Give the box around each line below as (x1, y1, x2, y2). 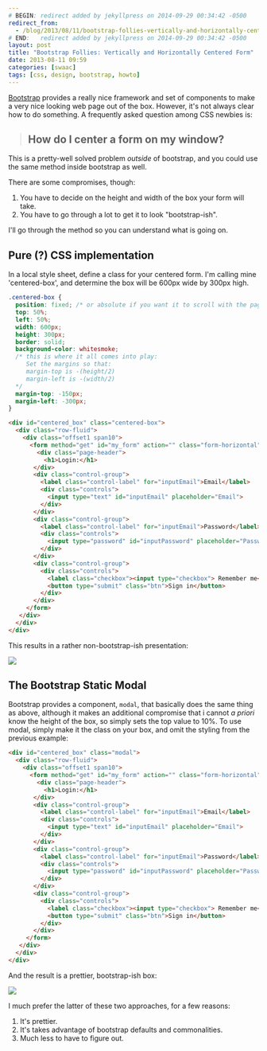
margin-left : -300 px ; (15, 397, 87, 405)
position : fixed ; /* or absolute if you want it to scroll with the (15, 301, 247, 309)
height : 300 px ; (15, 330, 66, 338)
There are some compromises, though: (8, 178, 136, 187)
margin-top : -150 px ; (15, 389, 83, 398)
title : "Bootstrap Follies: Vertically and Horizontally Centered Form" (8, 49, 254, 57)
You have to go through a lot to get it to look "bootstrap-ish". (19, 210, 219, 220)
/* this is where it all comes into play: (15, 353, 158, 361)
